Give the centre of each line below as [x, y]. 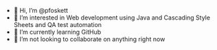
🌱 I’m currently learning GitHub [57, 32]
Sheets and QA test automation [57, 25]
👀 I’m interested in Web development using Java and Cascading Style [112, 18]
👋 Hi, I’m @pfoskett [41, 10]
